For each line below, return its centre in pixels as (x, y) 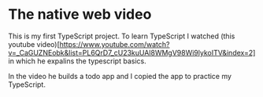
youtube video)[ (34, 44)
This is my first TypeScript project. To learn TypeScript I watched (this (122, 36)
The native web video (80, 14)
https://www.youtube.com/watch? (115, 44)
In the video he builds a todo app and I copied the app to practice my (120, 76)
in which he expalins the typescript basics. (78, 61)
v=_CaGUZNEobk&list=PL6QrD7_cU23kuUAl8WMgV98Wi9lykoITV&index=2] (132, 52)
